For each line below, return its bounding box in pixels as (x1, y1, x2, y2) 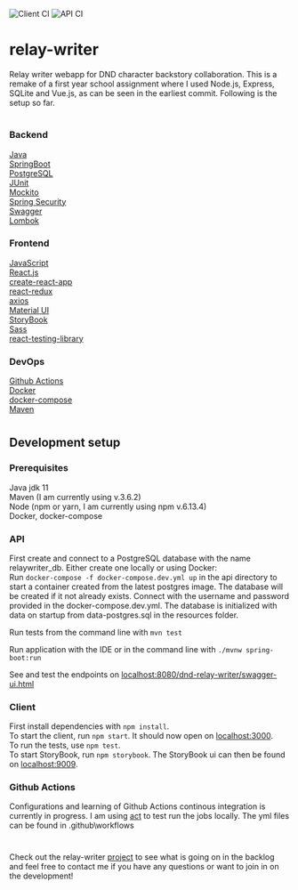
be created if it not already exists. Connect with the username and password (9, 590, 290, 601)
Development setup (9, 435, 121, 450)
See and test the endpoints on (9, 668, 120, 680)
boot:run (9, 653, 42, 662)
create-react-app (9, 276, 73, 287)
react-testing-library (9, 333, 85, 344)
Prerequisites (9, 462, 68, 474)
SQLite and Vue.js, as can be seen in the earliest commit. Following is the (9, 87, 278, 98)
